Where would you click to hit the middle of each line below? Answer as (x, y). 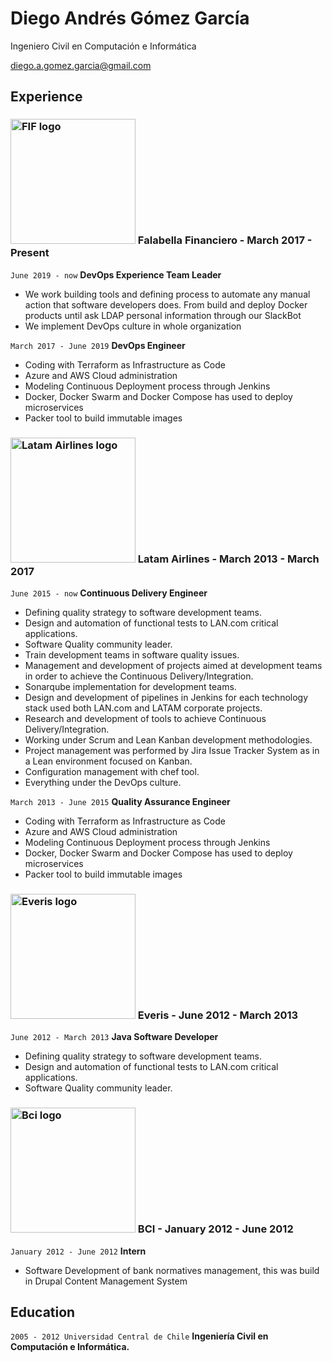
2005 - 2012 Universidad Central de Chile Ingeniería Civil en (139, 1336)
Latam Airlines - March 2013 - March (228, 559)
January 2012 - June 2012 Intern (78, 1251)
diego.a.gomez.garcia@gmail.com (81, 65)
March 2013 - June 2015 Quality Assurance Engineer (120, 801)
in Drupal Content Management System (106, 1281)
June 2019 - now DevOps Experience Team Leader (116, 274)
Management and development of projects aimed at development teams (173, 665)
